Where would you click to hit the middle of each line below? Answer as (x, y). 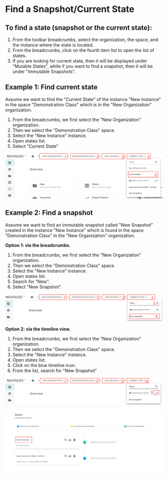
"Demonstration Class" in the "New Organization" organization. (70, 235)
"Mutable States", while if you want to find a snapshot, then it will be (83, 66)
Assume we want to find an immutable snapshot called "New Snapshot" (79, 225)
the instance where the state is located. (53, 45)
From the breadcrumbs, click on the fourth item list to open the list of (83, 50)
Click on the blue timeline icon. (44, 365)
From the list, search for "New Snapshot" (55, 370)
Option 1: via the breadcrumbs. (38, 245)
